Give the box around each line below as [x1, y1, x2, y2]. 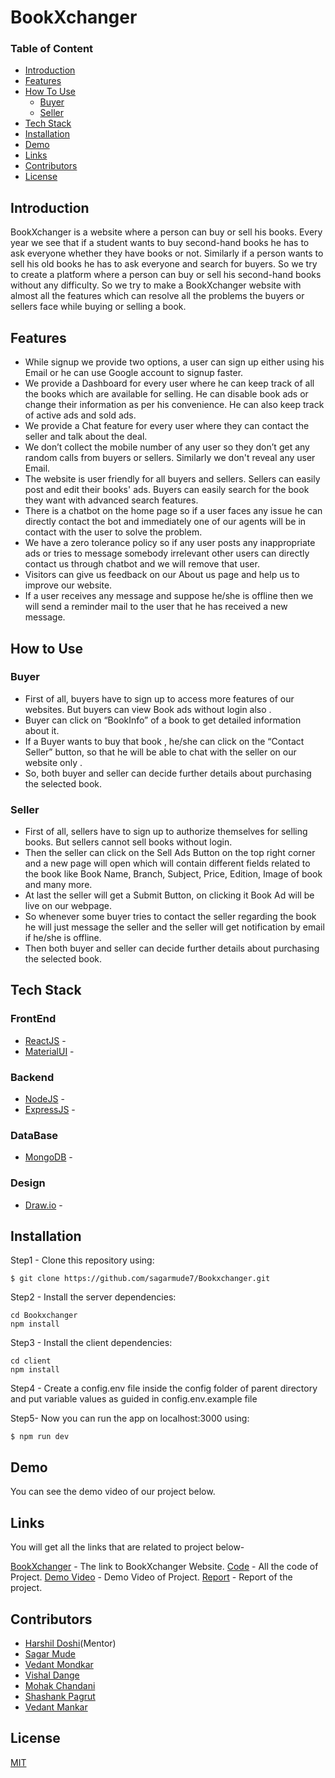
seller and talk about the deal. [24, 431, 148, 443]
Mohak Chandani [24, 1679, 96, 1691]
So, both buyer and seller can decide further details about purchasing [24, 767, 312, 779]
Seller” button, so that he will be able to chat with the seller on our [24, 746, 297, 758]
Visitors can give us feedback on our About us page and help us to [24, 569, 300, 581]
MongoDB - [24, 1151, 73, 1163]
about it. [24, 724, 60, 736]
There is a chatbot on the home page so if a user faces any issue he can [24, 505, 323, 517]
